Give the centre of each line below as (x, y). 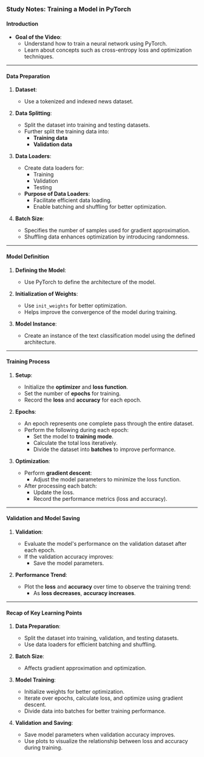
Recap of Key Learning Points (44, 613)
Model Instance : (36, 324)
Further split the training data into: (66, 131)
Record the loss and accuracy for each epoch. (83, 400)
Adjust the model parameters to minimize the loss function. (107, 479)
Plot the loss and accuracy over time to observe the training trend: (107, 587)
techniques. (39, 57)
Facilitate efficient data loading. (73, 200)
